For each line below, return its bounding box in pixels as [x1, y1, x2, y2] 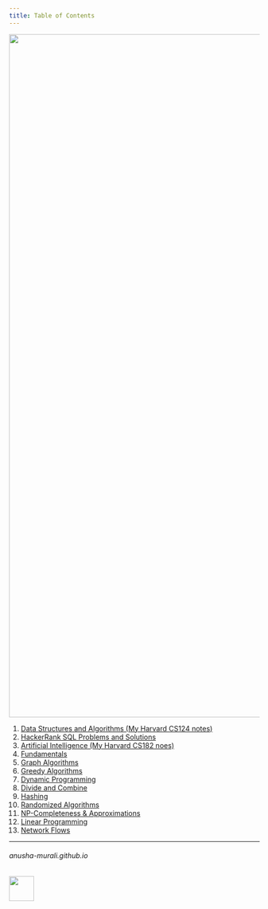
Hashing [20, 791, 49, 801]
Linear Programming [20, 817, 88, 826]
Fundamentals [20, 749, 68, 758]
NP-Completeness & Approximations [20, 808, 141, 817]
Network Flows [20, 825, 71, 835]
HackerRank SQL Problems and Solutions [20, 732, 157, 742]
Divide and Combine [20, 782, 88, 793]
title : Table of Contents [9, 11, 95, 20]
